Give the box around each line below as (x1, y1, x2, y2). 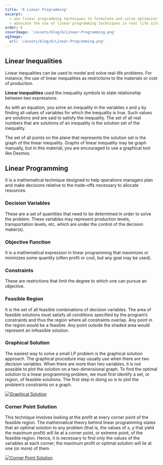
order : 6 (5, 25, 23, 30)
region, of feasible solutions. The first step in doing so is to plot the (5, 376, 139, 382)
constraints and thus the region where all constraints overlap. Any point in (5, 317, 153, 323)
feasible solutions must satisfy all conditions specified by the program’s (5, 312, 148, 318)
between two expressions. (5, 95, 58, 101)
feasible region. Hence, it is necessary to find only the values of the (5, 435, 140, 441)
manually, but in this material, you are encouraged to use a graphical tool (5, 145, 150, 151)
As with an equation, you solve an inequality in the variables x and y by (5, 104, 147, 110)
